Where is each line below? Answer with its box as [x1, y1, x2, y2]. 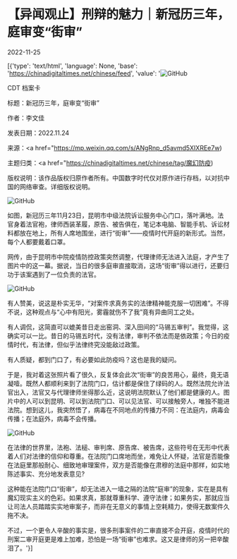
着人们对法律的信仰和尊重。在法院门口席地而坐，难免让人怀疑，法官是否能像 [7, 452, 230, 460]
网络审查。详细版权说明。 [19, 182, 94, 191]
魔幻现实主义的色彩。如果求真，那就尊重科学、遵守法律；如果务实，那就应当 [7, 493, 230, 502]
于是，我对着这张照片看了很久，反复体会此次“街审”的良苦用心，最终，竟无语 [7, 370, 229, 378]
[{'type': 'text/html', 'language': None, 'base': [7, 61, 138, 70]
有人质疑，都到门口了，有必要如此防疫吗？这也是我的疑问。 [7, 355, 181, 363]
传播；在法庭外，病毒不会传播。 [7, 414, 100, 423]
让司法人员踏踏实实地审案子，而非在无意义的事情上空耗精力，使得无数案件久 [7, 502, 230, 510]
